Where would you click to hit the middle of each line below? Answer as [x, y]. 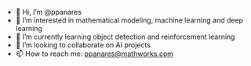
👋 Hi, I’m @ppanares [49, 12]
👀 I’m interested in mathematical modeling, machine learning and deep [129, 20]
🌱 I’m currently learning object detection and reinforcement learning [125, 36]
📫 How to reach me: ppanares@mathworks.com [95, 54]
